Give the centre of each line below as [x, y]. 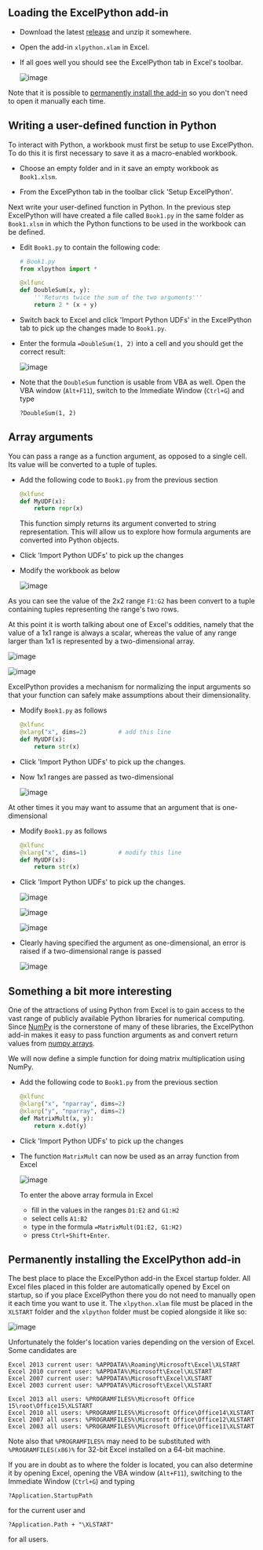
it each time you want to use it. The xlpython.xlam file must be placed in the [131, 1304]
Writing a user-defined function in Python [113, 126]
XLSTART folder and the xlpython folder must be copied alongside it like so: [128, 1312]
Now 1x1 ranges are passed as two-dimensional [97, 777]
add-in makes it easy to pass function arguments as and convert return [123, 1035]
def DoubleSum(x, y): [55, 290]
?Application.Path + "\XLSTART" [61, 1525]
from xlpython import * [58, 269]
